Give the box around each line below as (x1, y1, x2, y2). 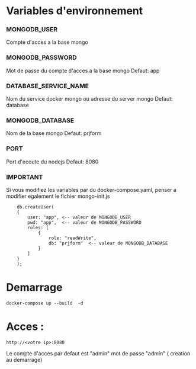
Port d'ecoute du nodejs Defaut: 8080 (6, 158, 99, 165)
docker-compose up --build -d (6, 300, 83, 306)
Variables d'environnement (6, 4, 143, 18)
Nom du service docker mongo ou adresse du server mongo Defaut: (6, 95, 173, 102)
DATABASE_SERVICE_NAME (6, 82, 89, 90)
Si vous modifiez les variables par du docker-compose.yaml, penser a (6, 186, 176, 193)
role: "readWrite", (48, 235, 97, 241)
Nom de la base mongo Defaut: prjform (6, 130, 102, 137)
